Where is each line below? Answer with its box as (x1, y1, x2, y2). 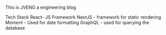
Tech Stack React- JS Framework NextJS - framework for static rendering (5, 14, 161, 20)
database (5, 25, 26, 31)
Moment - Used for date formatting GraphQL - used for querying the (5, 20, 150, 25)
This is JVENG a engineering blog (5, 5, 77, 10)
